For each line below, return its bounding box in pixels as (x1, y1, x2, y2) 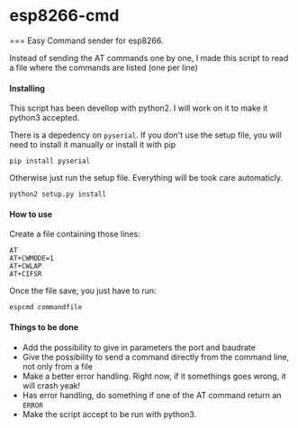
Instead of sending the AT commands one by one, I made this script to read (9, 52, 289, 63)
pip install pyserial (9, 156, 91, 166)
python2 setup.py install (9, 190, 106, 199)
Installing (9, 83, 45, 94)
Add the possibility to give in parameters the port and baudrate (22, 342, 257, 352)
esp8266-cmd (9, 5, 120, 26)
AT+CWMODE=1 (9, 254, 54, 263)
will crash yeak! (22, 379, 81, 391)
